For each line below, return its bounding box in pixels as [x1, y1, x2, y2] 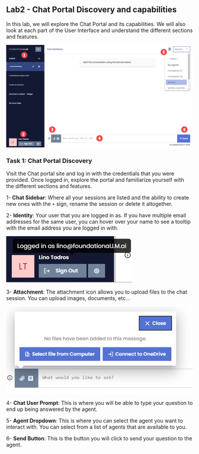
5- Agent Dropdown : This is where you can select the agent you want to [6, 417, 184, 424]
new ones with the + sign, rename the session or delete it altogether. [6, 201, 173, 208]
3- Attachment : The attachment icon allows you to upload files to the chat [6, 288, 188, 295]
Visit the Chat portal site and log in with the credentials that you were [6, 170, 175, 177]
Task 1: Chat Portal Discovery [6, 156, 92, 165]
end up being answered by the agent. [6, 405, 98, 413]
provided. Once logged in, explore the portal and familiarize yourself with [6, 176, 185, 183]
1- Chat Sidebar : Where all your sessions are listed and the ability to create [6, 194, 190, 201]
